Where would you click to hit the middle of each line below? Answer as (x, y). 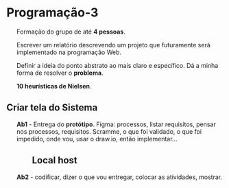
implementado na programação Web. (69, 52)
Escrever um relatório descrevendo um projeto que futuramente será (113, 45)
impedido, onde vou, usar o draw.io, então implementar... (97, 139)
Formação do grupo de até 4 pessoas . (71, 32)
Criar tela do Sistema (52, 108)
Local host (55, 160)
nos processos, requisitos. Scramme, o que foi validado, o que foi (109, 131)
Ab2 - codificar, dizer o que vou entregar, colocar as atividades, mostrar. (119, 177)
